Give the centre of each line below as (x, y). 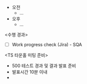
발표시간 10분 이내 (30, 72)
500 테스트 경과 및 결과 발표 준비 (44, 66)
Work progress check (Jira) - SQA (47, 44)
